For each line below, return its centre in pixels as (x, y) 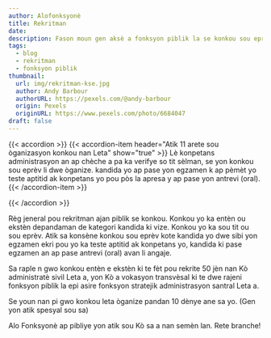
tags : (17, 46)
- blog (27, 53)
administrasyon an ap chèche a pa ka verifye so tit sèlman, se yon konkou (131, 161)
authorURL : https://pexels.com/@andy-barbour (94, 99)
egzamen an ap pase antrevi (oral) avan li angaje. (90, 252)
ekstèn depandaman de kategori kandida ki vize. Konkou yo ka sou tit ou (129, 226)
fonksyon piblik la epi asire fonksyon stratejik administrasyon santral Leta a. (134, 285)
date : (17, 31)
